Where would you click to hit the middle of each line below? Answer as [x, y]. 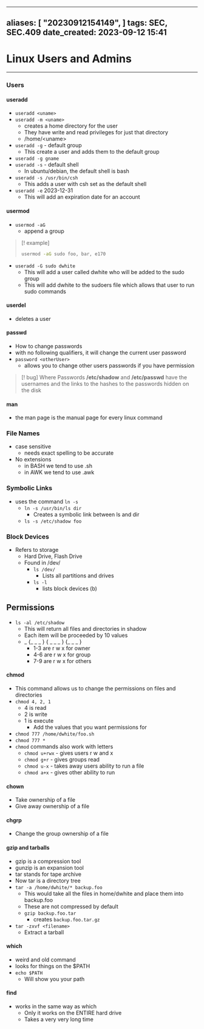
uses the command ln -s [47, 501]
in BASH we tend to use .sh [58, 466]
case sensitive [33, 447]
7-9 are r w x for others [63, 661]
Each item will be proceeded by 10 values [76, 635]
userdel [16, 305]
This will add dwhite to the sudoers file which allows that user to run [109, 285]
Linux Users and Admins [69, 59]
